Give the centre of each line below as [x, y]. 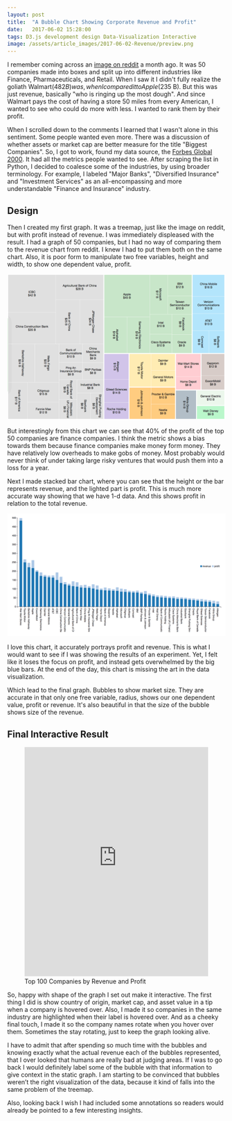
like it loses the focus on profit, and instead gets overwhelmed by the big [111, 662]
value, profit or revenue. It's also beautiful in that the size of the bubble [108, 705]
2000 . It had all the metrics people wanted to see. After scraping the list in [113, 159]
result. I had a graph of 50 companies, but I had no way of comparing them [114, 242]
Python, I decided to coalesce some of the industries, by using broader [108, 167]
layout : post [26, 15]
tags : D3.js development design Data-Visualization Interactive [102, 37]
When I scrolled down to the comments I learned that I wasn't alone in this [113, 130]
